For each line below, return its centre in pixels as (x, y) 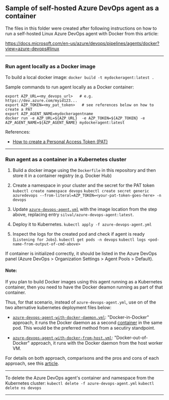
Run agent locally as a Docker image (50, 66)
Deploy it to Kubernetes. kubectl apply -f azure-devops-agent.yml (82, 224)
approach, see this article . (32, 363)
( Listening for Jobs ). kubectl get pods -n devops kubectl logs (79, 239)
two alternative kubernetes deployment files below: (58, 307)
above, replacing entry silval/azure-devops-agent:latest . (73, 215)
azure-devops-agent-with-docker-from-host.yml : (63, 337)
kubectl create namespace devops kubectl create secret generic (81, 191)
